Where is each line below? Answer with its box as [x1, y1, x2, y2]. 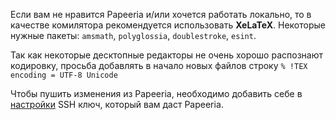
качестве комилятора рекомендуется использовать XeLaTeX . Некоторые [10, 19, 326, 31]
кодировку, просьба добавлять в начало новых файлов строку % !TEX [10, 60, 308, 71]
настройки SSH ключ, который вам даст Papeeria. [10, 99, 224, 110]
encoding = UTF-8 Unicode [10, 70, 118, 80]
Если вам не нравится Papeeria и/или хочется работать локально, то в [10, 9, 312, 20]
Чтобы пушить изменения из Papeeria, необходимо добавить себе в [10, 88, 303, 99]
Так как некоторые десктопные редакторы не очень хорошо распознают [10, 49, 323, 61]
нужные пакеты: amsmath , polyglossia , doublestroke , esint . [10, 30, 257, 41]
